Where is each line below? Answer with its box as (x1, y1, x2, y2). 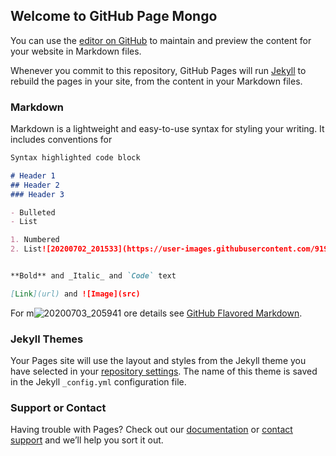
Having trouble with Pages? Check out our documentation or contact (10, 424, 293, 436)
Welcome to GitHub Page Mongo (10, 8, 218, 25)
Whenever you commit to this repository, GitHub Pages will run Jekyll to (10, 64, 307, 76)
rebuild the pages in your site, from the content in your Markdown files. (10, 75, 303, 87)
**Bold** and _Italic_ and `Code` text (10, 271, 177, 281)
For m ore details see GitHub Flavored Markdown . (10, 307, 303, 319)
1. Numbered (10, 235, 60, 245)
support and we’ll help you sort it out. (10, 434, 164, 446)
